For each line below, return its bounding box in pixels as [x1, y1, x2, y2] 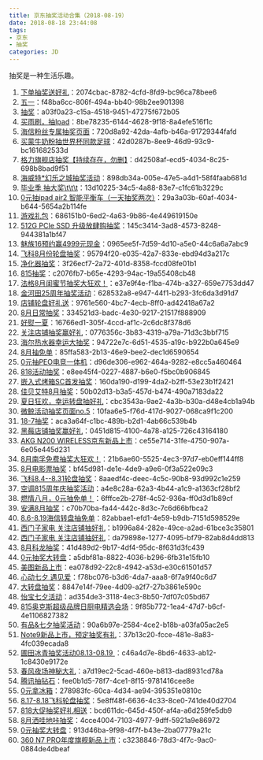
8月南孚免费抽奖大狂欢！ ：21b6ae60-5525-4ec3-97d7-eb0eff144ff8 [20, 454, 244, 463]
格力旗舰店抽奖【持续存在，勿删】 [20, 155, 128, 164]
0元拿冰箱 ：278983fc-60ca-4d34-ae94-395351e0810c [20, 686, 202, 695]
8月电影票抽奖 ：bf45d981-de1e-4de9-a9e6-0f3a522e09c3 [20, 464, 213, 473]
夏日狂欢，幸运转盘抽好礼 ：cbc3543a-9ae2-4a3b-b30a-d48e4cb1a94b [20, 397, 255, 406]
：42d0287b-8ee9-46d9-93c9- [109, 137, 215, 146]
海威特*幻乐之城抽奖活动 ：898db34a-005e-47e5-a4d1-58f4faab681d [20, 173, 247, 182]
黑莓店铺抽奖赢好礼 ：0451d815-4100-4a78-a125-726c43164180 [20, 426, 228, 436]
